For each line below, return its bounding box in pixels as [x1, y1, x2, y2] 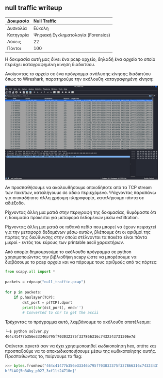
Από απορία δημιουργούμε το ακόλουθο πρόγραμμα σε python [5, 249, 132, 255]
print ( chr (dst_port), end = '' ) [22, 305, 83, 310]
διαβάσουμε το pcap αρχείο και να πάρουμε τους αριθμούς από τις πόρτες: [5, 259, 158, 265]
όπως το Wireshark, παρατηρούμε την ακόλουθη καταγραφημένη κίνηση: [5, 76, 154, 82]
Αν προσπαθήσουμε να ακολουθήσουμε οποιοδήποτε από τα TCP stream [5, 185, 152, 190]
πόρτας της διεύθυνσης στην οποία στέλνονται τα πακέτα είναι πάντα [5, 234, 147, 240]
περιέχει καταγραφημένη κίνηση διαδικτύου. [5, 61, 96, 67]
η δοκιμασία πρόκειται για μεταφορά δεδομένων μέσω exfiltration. [5, 215, 139, 221]
